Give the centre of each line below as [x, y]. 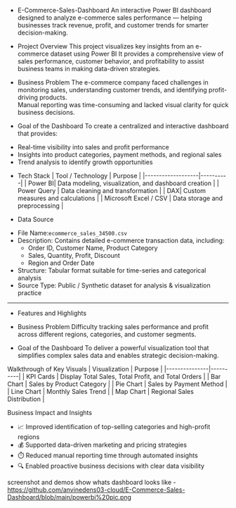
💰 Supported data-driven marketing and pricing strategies [102, 445]
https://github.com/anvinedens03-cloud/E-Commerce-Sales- [96, 490]
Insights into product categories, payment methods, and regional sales [119, 155]
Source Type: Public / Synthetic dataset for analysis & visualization [114, 285]
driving [28, 97]
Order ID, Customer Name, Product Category [93, 248]
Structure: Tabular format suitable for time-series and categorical [112, 270]
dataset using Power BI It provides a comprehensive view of [137, 54]
